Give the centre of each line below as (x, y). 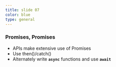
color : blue (18, 15)
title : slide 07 (22, 10)
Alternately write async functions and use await (62, 59)
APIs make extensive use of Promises (52, 48)
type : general (20, 19)
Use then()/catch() (32, 53)
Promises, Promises (30, 37)
